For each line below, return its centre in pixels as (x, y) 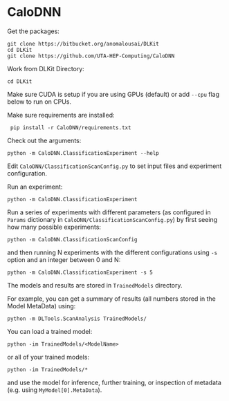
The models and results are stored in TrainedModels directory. (95, 285)
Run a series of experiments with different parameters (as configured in (109, 212)
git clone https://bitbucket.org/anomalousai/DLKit (83, 44)
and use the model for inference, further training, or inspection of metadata (114, 382)
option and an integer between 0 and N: (64, 259)
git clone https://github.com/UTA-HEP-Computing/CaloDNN (91, 56)
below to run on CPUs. (39, 102)
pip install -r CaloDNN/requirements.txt (71, 128)
